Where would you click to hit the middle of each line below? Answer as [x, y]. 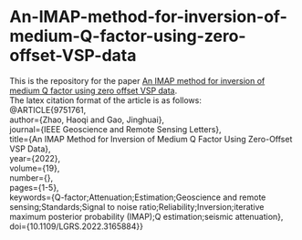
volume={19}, [35, 168]
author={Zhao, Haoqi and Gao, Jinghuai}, [87, 120]
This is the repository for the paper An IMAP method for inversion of [137, 80]
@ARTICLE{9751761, [48, 110]
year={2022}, [35, 158]
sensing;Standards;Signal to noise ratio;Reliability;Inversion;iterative [137, 206]
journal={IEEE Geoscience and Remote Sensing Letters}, [115, 129]
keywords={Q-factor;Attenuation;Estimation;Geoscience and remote [138, 197]
